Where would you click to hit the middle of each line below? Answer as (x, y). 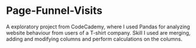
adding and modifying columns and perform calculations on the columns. (94, 39)
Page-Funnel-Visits (54, 11)
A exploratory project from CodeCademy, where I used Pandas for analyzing (98, 27)
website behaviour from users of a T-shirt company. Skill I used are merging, (98, 32)
